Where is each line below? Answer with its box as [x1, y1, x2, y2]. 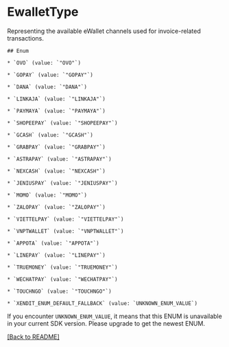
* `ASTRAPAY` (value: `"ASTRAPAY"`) [7, 155, 112, 162]
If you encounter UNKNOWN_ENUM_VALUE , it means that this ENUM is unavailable [7, 312, 223, 320]
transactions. [7, 34, 45, 42]
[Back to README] [7, 333, 60, 341]
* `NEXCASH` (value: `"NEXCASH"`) [7, 168, 106, 175]
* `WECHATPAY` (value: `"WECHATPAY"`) [7, 276, 118, 282]
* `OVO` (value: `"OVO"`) [7, 59, 81, 66]
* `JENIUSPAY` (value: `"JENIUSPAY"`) [7, 179, 118, 186]
